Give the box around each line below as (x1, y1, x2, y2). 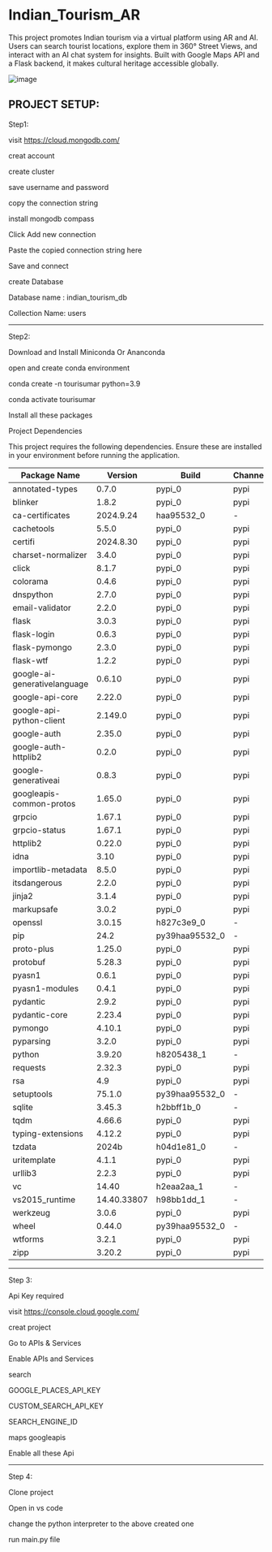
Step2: (8, 331, 31, 341)
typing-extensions (12, 1127, 83, 1139)
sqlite (12, 1101, 34, 1113)
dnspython (12, 589, 54, 600)
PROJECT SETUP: (8, 97, 100, 111)
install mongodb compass (8, 214, 95, 223)
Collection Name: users (8, 308, 87, 318)
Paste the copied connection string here (8, 245, 142, 255)
